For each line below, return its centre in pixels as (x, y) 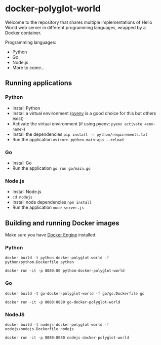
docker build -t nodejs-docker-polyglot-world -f (57, 325)
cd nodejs (22, 197)
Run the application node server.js (48, 207)
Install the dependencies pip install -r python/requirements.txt (80, 134)
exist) (18, 118)
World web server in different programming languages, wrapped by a (76, 27)
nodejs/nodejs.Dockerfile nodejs (40, 329)
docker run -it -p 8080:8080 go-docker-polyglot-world (63, 302)
